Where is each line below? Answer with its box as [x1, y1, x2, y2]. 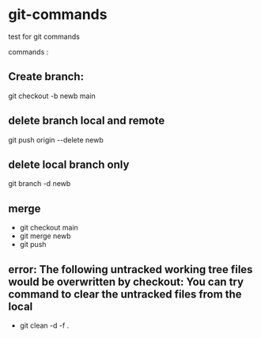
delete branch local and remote [8, 114, 165, 127]
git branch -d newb [8, 179, 71, 188]
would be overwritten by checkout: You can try [8, 275, 244, 288]
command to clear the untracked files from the [8, 287, 243, 301]
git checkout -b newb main [8, 91, 96, 101]
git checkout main [19, 223, 79, 233]
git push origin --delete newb [8, 135, 104, 144]
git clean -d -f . [19, 321, 70, 330]
